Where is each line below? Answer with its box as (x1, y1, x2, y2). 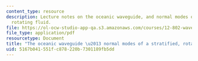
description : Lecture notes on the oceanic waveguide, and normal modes (6, 14, 189, 20)
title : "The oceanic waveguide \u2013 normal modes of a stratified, (6, 41, 181, 47)
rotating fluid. (11, 19, 51, 25)
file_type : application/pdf (6, 30, 75, 36)
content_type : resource (6, 8, 65, 15)
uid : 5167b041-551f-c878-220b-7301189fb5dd (6, 46, 115, 52)
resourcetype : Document (6, 35, 65, 41)
